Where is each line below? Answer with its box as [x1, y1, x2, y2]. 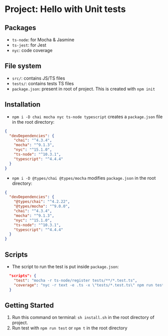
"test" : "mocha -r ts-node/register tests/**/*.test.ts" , [14, 278, 137, 283]
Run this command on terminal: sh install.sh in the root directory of [12, 314, 155, 320]
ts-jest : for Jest [12, 42, 47, 48]
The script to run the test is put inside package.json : [12, 263, 119, 269]
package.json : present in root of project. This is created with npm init [12, 86, 155, 92]
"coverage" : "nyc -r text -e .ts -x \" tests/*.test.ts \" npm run [14, 282, 153, 287]
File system [5, 62, 42, 71]
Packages [5, 24, 36, 32]
